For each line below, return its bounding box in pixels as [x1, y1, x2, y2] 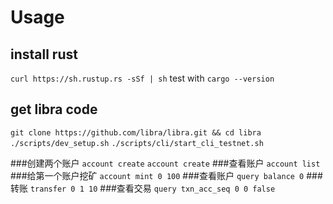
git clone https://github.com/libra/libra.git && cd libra [10, 127, 262, 138]
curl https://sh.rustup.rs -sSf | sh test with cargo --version [10, 72, 275, 84]
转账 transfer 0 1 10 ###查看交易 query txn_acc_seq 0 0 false [10, 182, 276, 194]
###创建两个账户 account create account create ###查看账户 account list [10, 157, 321, 169]
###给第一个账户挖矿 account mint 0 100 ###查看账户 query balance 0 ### [10, 169, 323, 181]
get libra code [10, 101, 98, 118]
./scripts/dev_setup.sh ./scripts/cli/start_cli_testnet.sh [10, 138, 264, 148]
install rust [10, 46, 78, 63]
